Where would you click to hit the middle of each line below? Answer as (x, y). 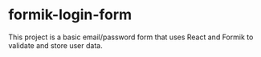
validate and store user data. (55, 45)
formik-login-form (70, 15)
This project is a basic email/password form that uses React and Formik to (131, 37)
